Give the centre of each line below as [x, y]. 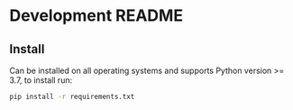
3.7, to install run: [41, 80]
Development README [96, 16]
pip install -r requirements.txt [72, 96]
